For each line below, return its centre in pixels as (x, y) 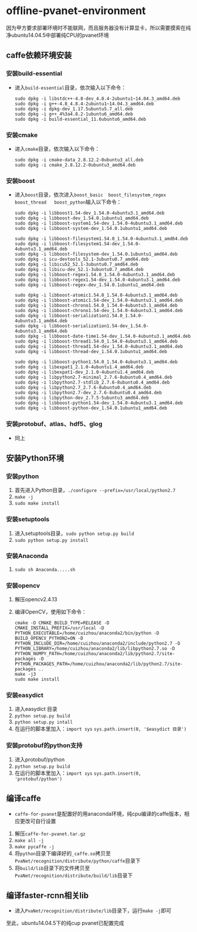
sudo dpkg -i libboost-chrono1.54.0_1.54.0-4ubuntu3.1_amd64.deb (96, 306)
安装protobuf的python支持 (44, 745)
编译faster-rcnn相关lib (47, 895)
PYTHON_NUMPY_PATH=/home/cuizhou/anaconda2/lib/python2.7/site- (95, 654)
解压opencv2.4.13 (36, 599)
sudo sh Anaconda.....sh (45, 570)
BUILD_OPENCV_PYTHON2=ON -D (49, 638)
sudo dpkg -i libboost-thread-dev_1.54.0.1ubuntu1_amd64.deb (91, 352)
